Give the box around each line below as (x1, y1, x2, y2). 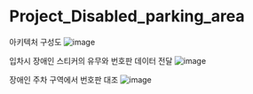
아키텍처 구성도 (9, 36, 62, 47)
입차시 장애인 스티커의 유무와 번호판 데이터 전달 (9, 55, 173, 66)
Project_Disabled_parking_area (9, 6, 245, 27)
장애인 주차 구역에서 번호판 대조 (9, 74, 119, 85)
